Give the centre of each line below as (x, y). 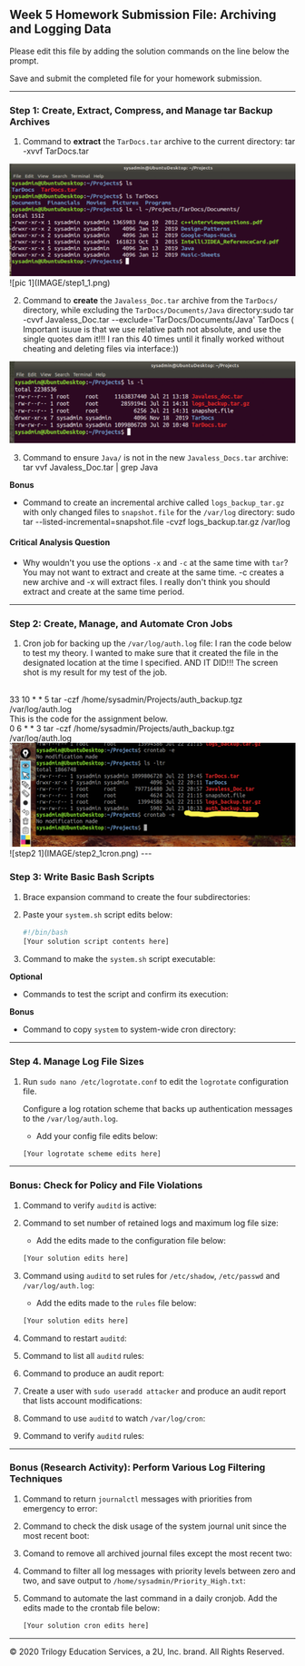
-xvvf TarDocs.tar (55, 151)
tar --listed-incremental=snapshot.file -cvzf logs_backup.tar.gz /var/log (156, 521)
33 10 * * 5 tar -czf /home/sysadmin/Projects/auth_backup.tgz (126, 699)
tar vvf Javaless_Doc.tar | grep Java (90, 467)
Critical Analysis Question (60, 542)
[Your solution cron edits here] (86, 1625)
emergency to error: (60, 1508)
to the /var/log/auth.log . (70, 1118)
